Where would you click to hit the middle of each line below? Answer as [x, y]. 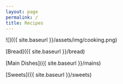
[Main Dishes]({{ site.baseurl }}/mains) [53, 63]
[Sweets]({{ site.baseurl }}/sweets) [49, 75]
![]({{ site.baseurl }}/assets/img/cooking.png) [61, 40]
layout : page [22, 12]
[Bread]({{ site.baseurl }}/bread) [45, 52]
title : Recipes [25, 23]
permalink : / [22, 17]
